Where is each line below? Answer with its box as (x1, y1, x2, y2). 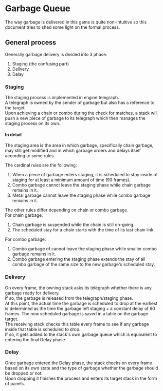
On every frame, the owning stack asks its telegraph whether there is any (5, 285, 152, 290)
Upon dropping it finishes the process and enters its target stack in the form (5, 375, 157, 381)
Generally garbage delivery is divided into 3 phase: (5, 51, 108, 57)
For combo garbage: (5, 236, 46, 242)
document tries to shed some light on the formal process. (5, 24, 120, 30)
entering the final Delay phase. (5, 336, 67, 342)
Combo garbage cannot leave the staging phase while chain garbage (12, 182, 151, 188)
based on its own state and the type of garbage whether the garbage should (5, 365, 158, 371)
